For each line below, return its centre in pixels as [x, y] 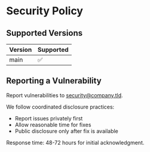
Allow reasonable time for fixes [53, 125]
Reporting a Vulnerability [54, 81]
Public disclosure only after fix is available [66, 131]
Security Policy [45, 11]
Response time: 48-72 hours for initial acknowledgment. [75, 142]
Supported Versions [44, 33]
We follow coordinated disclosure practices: [60, 107]
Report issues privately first [49, 118]
